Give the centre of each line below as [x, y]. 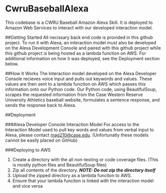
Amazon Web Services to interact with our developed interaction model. [79, 27]
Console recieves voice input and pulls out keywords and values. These [79, 79]
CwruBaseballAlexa [47, 9]
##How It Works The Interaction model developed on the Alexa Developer [81, 73]
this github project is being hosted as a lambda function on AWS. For [76, 53]
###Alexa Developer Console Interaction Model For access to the [72, 124]
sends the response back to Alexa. [41, 105]
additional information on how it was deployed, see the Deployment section [83, 58]
